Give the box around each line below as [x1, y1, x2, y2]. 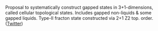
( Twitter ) [5, 20, 23, 26]
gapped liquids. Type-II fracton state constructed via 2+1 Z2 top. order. [5, 15, 153, 21]
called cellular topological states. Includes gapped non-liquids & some [5, 10, 152, 16]
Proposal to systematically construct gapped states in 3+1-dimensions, [5, 5, 153, 10]
